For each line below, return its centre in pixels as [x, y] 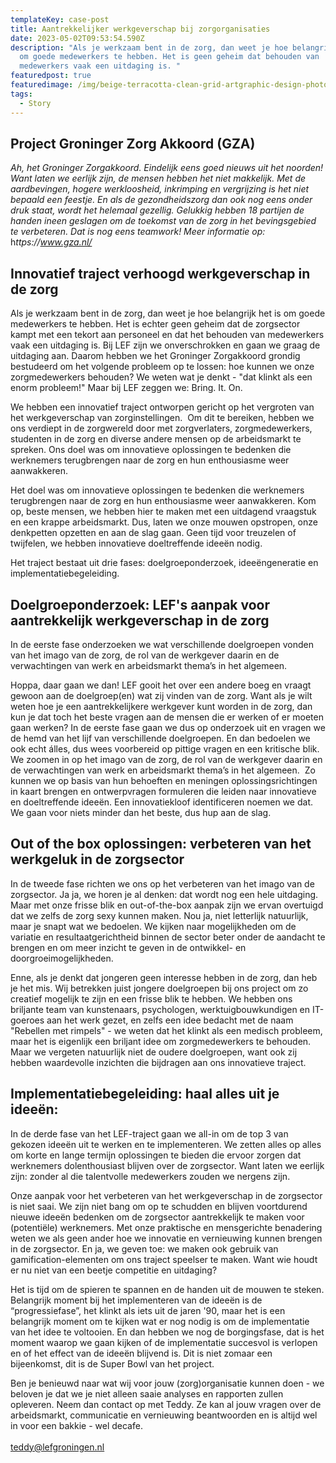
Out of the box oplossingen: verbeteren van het [161, 844]
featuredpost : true [51, 76]
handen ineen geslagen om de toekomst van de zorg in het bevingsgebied [163, 221]
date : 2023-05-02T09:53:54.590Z [77, 38]
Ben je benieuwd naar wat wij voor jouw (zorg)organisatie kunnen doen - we [167, 1383]
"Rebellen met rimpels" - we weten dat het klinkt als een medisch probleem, [166, 1030]
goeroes [27, 1020]
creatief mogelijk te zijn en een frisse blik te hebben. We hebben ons [151, 998]
